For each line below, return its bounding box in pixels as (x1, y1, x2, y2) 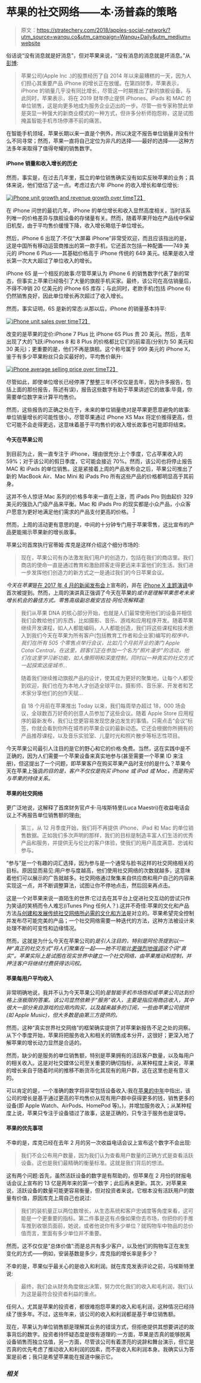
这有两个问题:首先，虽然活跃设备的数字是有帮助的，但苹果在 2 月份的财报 (6, 1172, 187, 1179)
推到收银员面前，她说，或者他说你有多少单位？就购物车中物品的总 (26, 1222, 188, 1229)
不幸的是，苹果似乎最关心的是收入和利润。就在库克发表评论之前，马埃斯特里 (6, 1262, 194, 1270)
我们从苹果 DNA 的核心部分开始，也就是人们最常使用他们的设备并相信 (20, 609, 192, 616)
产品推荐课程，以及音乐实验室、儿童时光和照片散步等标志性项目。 (20, 732, 183, 739)
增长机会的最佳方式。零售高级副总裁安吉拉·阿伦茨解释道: (6, 597, 146, 604)
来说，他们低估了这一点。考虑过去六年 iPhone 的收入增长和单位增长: (11, 181, 180, 189)
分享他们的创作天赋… (31, 689, 84, 697)
